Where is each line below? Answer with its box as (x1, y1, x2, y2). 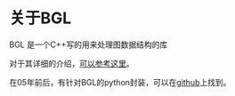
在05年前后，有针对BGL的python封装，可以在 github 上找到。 (9, 76, 231, 87)
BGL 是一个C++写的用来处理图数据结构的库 (9, 39, 168, 50)
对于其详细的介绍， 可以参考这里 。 (9, 58, 134, 68)
